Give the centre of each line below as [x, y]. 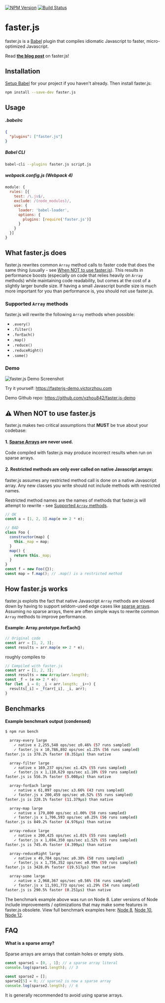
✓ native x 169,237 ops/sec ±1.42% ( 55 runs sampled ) [70, 768]
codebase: [16, 430]
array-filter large [30, 763]
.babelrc [14, 120]
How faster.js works [36, 589]
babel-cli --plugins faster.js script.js [48, 164]
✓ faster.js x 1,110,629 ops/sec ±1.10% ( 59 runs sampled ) [76, 772]
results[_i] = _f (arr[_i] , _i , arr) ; [48, 689]
